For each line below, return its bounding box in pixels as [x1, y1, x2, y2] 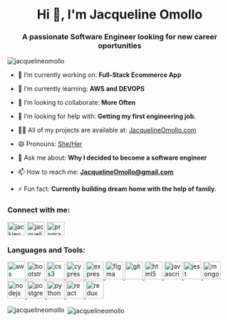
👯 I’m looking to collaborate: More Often [17, 98, 136, 107]
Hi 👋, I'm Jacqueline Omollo [36, 6, 203, 23]
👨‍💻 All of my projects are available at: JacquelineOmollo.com [17, 126, 197, 135]
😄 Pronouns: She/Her [17, 140, 83, 148]
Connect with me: [7, 205, 71, 215]
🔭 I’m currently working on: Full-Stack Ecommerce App [17, 71, 182, 79]
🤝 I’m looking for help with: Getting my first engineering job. [17, 112, 197, 120]
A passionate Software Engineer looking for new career [22, 32, 217, 42]
